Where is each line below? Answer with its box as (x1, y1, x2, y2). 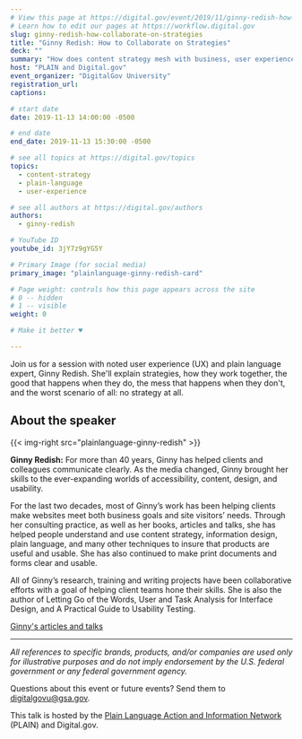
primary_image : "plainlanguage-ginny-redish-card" (10, 268, 203, 278)
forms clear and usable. (10, 557, 98, 568)
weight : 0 (10, 310, 47, 319)
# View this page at (10, 13, 88, 22)
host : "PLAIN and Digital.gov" (10, 64, 127, 73)
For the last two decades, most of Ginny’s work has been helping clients (10, 500, 276, 511)
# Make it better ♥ (10, 326, 83, 335)
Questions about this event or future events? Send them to (10, 682, 227, 693)
